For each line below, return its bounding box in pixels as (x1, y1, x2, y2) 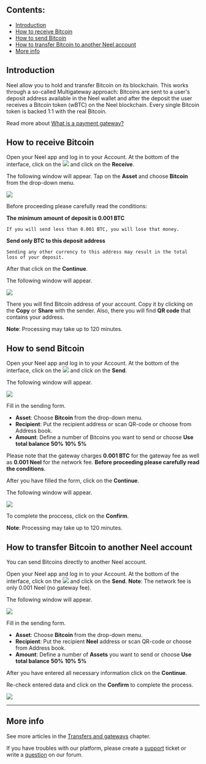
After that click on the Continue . (6, 265, 88, 273)
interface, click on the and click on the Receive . (6, 161, 135, 168)
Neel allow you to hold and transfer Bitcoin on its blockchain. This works (6, 81, 189, 88)
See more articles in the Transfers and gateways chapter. (6, 732, 151, 739)
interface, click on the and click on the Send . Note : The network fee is (6, 577, 191, 585)
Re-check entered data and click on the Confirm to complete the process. (6, 681, 194, 688)
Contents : (6, 5, 45, 15)
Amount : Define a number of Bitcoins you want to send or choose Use (15, 434, 194, 441)
